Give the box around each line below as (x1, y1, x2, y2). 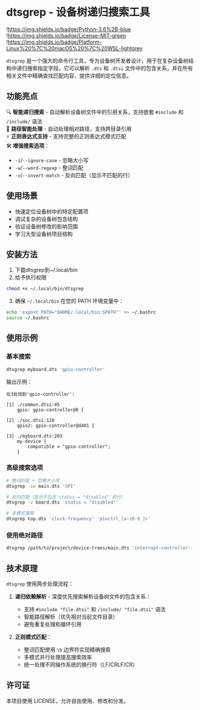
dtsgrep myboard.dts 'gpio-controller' (6, 366, 106, 372)
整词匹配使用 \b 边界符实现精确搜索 (23, 646, 111, 653)
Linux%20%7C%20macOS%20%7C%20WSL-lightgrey (6, 44, 143, 51)
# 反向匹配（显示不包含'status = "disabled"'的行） (6, 494, 126, 500)
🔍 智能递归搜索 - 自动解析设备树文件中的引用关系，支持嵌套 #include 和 (6, 108, 184, 116)
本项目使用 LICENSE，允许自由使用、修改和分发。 (6, 697, 130, 704)
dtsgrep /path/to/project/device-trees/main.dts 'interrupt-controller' (6, 545, 191, 551)
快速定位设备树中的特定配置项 (14, 208, 88, 215)
